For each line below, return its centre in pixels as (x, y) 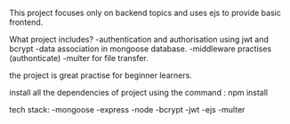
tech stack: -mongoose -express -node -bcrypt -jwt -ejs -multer (127, 109)
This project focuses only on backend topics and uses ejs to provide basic (145, 13)
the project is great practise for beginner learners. (101, 75)
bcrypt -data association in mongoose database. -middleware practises (141, 49)
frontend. (26, 22)
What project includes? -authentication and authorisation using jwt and (139, 39)
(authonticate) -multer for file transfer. (79, 58)
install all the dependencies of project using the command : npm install (139, 93)
